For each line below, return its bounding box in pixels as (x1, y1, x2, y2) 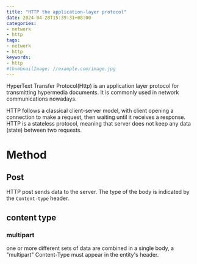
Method (6, 148, 47, 162)
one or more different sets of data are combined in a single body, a (6, 244, 174, 252)
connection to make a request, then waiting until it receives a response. (6, 113, 186, 121)
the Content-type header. (6, 194, 70, 202)
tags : (6, 37, 20, 43)
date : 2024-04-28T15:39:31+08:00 (6, 15, 91, 21)
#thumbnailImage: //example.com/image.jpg (6, 65, 116, 72)
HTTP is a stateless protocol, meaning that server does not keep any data (6, 120, 191, 127)
